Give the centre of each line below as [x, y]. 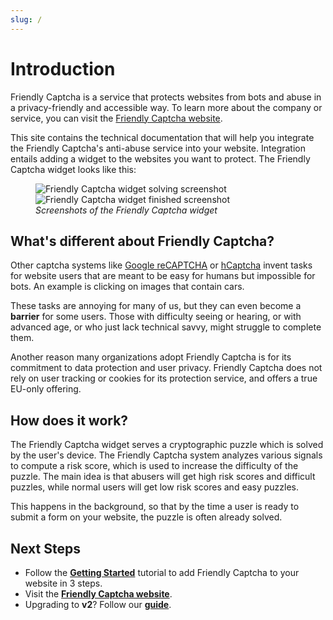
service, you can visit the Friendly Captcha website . [116, 118]
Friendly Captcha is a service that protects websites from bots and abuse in [166, 97]
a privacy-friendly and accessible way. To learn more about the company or [166, 107]
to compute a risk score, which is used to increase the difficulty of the [154, 466]
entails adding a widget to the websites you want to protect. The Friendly [160, 158]
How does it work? [69, 420]
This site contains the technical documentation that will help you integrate [162, 137]
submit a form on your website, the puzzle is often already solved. [146, 517]
